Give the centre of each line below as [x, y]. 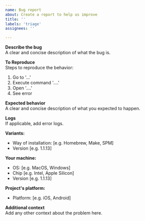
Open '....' [22, 88]
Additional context [25, 208]
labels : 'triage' [23, 24]
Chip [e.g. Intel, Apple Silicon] [43, 173]
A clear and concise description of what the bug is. [58, 53]
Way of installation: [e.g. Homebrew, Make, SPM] [63, 143]
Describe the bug [24, 47]
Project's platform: [25, 188]
